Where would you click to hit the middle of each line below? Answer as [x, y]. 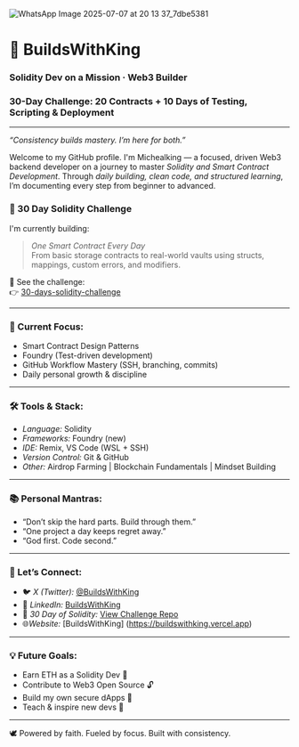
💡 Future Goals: [43, 655]
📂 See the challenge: [47, 281]
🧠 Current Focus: [47, 327]
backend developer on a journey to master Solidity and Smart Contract [139, 167]
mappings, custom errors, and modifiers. [105, 264]
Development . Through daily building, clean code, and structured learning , [146, 176]
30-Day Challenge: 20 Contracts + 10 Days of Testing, [128, 101]
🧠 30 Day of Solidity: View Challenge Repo [100, 613]
